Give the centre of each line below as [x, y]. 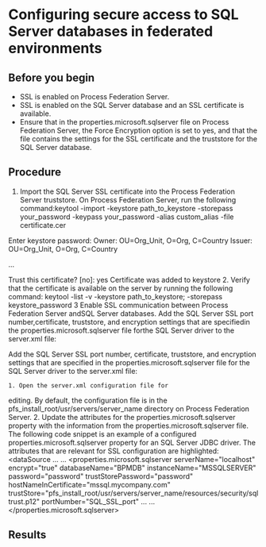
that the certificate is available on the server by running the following [121, 288]
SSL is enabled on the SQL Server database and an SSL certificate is [132, 105]
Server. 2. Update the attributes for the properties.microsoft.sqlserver [122, 417]
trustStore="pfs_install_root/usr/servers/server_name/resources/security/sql [133, 493]
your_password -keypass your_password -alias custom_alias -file [127, 217]
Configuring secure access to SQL [124, 15]
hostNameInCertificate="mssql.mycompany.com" [89, 484]
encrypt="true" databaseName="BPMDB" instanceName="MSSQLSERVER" [132, 468]
